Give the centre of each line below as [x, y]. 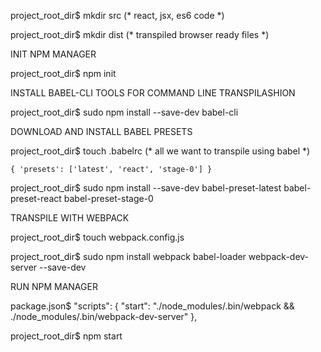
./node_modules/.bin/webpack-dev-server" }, [104, 316]
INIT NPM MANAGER [53, 54]
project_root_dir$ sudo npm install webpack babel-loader [128, 256]
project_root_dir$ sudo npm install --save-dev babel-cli [124, 112]
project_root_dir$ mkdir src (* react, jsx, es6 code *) [117, 15]
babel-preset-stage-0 [108, 198]
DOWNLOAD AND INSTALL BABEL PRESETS [101, 131]
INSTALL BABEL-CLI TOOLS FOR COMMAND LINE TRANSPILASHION [153, 93]
